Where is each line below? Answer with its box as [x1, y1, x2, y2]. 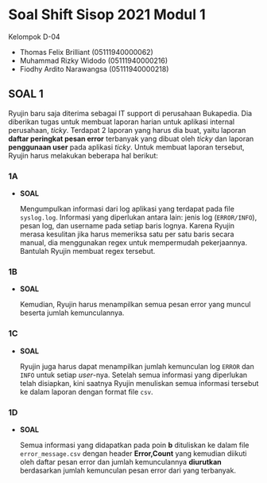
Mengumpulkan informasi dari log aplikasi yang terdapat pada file [19, 204, 234, 214]
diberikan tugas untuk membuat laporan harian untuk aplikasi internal [8, 117, 235, 127]
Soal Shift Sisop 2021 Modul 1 [8, 6, 207, 24]
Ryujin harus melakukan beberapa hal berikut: [8, 150, 159, 160]
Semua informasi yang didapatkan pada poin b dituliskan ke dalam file [19, 440, 250, 450]
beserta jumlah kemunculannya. [19, 308, 125, 317]
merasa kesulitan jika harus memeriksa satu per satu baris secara [19, 229, 234, 240]
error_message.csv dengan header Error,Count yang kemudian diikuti [19, 448, 247, 458]
